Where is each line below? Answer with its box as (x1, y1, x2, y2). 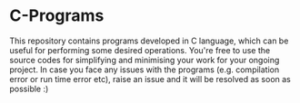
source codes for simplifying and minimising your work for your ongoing (9, 54, 280, 65)
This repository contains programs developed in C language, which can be (9, 35, 289, 46)
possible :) (9, 83, 49, 94)
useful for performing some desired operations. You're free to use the (9, 44, 271, 55)
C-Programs (9, 5, 105, 26)
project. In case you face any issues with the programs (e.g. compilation (9, 64, 280, 75)
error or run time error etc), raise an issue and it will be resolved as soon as (9, 73, 291, 84)
